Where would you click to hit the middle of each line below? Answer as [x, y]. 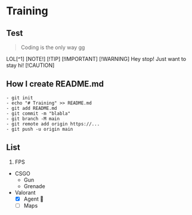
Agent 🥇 [33, 199]
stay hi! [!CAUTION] [30, 65]
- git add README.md [32, 108]
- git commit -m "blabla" [38, 113]
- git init [20, 98]
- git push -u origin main [40, 129]
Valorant [25, 192]
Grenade [35, 186]
